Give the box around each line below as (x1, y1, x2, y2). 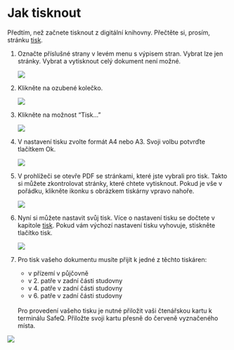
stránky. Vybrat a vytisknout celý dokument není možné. (17, 56, 181, 65)
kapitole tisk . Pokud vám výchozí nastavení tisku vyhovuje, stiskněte (17, 220, 216, 230)
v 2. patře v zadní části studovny (27, 276, 123, 285)
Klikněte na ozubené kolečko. (17, 83, 103, 92)
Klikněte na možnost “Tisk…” (17, 111, 101, 119)
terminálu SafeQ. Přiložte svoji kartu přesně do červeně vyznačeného (17, 313, 219, 322)
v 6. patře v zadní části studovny (27, 291, 123, 300)
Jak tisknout (7, 5, 82, 21)
